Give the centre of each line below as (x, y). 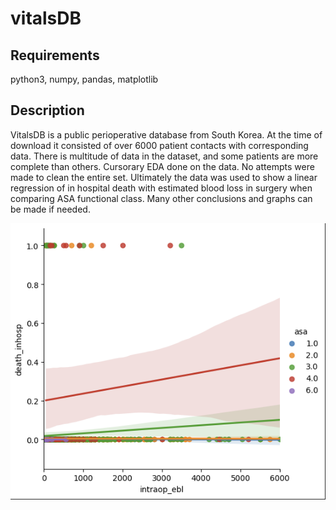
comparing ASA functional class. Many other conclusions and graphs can (161, 198)
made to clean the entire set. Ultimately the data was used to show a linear (164, 177)
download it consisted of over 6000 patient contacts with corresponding (159, 145)
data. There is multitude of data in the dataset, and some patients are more (164, 156)
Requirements (55, 55)
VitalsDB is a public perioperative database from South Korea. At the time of (166, 134)
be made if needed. (50, 209)
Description (47, 110)
